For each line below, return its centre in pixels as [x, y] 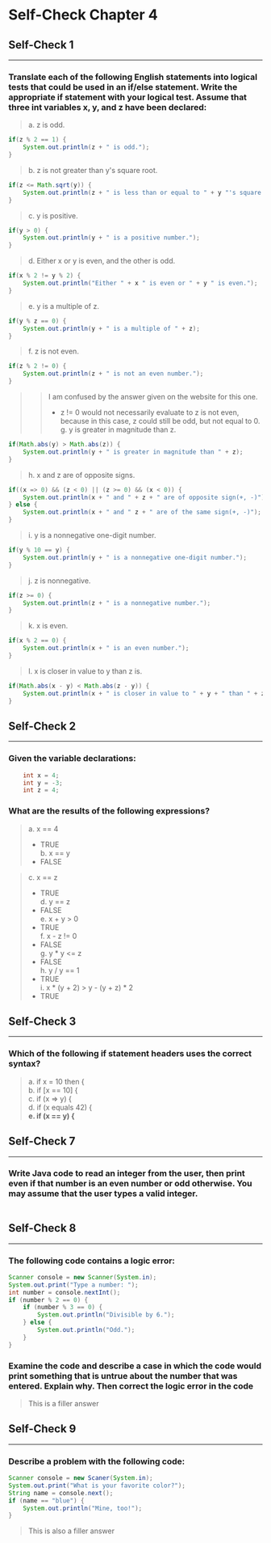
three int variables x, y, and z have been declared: [108, 107]
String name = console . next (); [61, 1493]
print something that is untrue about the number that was [123, 1376]
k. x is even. [48, 626]
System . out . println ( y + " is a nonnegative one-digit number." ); [135, 557]
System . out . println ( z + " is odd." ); [86, 147]
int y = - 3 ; [43, 783]
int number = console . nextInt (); [65, 1292]
